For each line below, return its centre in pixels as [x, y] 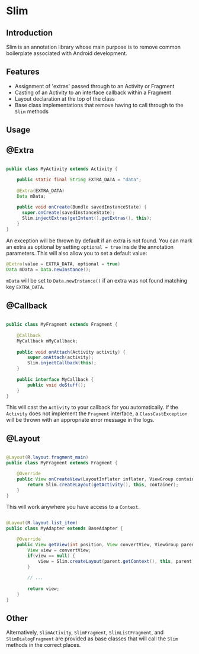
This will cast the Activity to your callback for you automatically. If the [92, 408]
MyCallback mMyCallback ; [47, 341]
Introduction [30, 33]
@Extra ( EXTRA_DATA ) [41, 191]
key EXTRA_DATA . [25, 287]
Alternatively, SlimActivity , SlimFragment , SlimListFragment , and [85, 633]
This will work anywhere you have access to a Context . [73, 507]
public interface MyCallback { [55, 379]
